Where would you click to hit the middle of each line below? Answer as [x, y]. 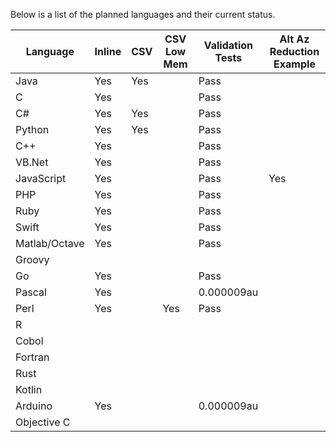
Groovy [32, 259]
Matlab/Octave [50, 243]
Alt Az [294, 39]
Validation [228, 45]
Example [294, 64]
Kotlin [29, 389]
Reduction [294, 51]
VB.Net [32, 162]
